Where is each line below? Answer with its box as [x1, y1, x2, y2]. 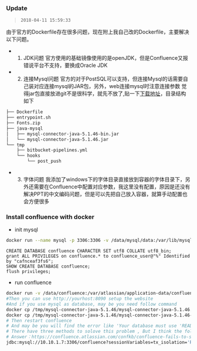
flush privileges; [6, 269, 51, 275]
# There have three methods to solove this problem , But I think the [6, 329, 182, 335]
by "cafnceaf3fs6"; [6, 258, 54, 265]
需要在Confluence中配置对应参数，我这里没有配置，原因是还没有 [33, 183, 191, 190]
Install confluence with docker [6, 212, 95, 221]
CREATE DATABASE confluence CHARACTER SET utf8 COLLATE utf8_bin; [6, 248, 172, 254]
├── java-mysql [6, 125, 43, 131]
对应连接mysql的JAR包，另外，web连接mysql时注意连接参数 [33, 83, 181, 90]
